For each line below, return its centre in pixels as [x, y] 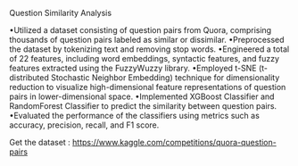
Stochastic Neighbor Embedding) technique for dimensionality [165, 78]
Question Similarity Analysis [61, 13]
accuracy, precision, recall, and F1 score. [84, 125]
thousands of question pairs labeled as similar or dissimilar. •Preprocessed [147, 40]
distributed [29, 78]
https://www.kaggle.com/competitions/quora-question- [174, 142]
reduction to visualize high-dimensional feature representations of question [148, 87]
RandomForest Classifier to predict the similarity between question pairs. [143, 106]
